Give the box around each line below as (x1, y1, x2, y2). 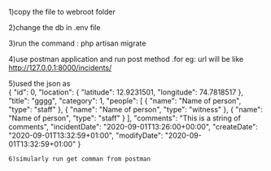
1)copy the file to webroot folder (8, 7, 116, 16)
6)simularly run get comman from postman (8, 155, 151, 163)
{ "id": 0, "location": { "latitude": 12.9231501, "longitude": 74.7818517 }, (8, 87, 244, 97)
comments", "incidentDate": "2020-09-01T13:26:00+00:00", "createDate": (8, 122, 259, 131)
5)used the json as (8, 79, 71, 88)
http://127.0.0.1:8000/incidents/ (8, 63, 112, 72)
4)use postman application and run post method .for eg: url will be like (8, 55, 244, 64)
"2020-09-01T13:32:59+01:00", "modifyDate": (8, 130, 164, 140)
